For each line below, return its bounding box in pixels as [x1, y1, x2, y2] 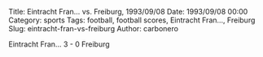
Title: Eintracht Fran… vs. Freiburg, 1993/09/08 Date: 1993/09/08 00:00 [8, 7, 248, 16]
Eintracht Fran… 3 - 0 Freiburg [8, 39, 110, 49]
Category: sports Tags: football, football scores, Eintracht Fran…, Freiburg [8, 15, 256, 25]
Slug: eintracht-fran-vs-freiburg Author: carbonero [8, 24, 179, 33]
